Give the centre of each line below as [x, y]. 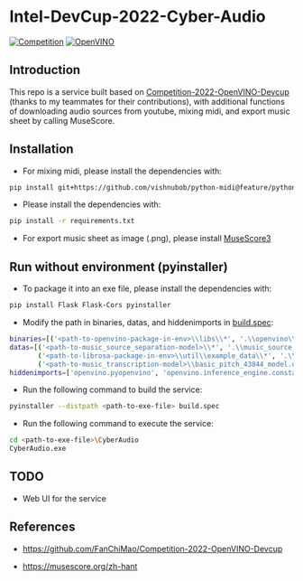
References [42, 527]
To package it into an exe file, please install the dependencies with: [147, 289]
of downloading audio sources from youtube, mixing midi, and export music [150, 111]
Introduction [45, 70]
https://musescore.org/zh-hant [80, 566]
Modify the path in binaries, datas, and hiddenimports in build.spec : [148, 322]
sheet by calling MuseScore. [62, 120]
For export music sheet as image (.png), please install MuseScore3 [147, 239]
